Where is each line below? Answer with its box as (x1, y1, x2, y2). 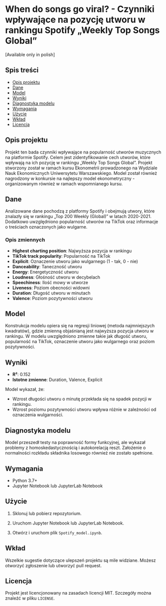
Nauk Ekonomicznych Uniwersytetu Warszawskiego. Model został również (5, 170, 158, 176)
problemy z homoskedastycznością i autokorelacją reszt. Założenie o (5, 445, 146, 451)
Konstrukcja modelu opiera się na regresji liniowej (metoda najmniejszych (5, 323, 155, 329)
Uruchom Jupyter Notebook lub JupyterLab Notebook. (12, 520, 124, 526)
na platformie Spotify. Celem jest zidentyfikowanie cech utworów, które (5, 154, 151, 160)
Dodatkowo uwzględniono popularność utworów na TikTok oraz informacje (5, 219, 159, 225)
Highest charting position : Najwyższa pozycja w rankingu (12, 247, 132, 254)
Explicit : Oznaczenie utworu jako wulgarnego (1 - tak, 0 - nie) (12, 258, 138, 264)
